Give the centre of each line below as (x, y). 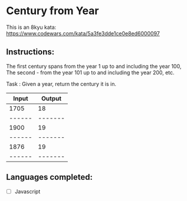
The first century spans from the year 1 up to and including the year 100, (94, 66)
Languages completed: (50, 177)
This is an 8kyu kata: (31, 27)
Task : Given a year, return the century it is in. (61, 84)
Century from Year (53, 11)
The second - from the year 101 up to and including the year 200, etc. (91, 73)
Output (51, 98)
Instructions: (30, 52)
